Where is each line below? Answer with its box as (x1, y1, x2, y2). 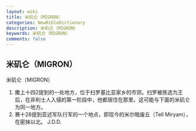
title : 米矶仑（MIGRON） (6, 14, 63, 20)
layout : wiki (6, 8, 38, 15)
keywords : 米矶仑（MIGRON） (6, 31, 71, 37)
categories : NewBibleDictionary (6, 19, 85, 25)
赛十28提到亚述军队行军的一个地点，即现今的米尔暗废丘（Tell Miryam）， (14, 110, 191, 118)
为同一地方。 (14, 103, 46, 110)
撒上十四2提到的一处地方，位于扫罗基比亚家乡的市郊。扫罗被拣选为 (14, 89, 178, 96)
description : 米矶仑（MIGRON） (6, 25, 78, 31)
